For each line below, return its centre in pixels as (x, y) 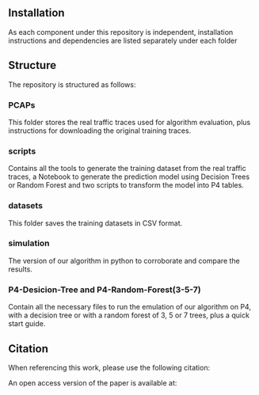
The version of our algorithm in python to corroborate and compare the (124, 260)
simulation (29, 243)
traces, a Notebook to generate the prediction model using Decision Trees (129, 177)
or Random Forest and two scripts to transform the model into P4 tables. (126, 185)
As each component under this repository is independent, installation (121, 32)
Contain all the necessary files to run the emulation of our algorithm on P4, (130, 307)
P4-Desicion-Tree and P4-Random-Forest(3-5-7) (105, 290)
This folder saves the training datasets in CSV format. (95, 223)
